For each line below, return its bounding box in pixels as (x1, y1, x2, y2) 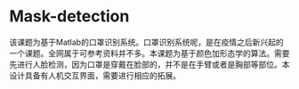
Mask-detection (9, 6, 130, 27)
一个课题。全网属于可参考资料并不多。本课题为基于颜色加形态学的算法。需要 (9, 47, 290, 59)
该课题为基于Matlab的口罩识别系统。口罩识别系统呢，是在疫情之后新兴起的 (9, 36, 284, 47)
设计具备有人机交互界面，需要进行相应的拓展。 (9, 69, 181, 81)
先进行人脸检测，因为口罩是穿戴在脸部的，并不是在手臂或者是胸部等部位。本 (9, 59, 290, 69)
